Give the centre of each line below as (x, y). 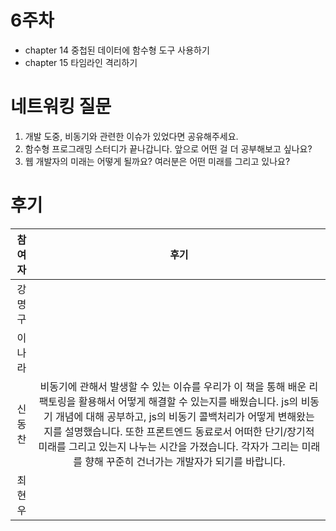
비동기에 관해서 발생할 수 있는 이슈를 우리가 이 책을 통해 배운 (173, 386)
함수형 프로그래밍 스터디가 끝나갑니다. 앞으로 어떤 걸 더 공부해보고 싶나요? (168, 148)
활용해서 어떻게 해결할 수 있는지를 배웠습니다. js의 (188, 401)
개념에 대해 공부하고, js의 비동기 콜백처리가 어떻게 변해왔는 (185, 416)
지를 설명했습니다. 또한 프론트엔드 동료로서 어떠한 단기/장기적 (179, 431)
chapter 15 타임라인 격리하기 (81, 62)
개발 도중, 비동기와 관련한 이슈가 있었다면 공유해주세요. (131, 136)
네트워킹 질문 (61, 107)
